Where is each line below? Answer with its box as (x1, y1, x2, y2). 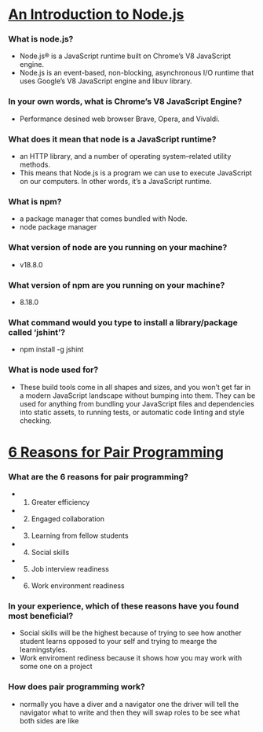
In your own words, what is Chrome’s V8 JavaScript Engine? (8, 96, 243, 107)
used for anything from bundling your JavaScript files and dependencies (19, 399, 255, 408)
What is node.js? (8, 34, 74, 45)
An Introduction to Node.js (8, 6, 184, 24)
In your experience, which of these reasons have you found (8, 600, 239, 611)
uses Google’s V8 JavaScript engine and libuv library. (19, 76, 192, 86)
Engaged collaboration (31, 514, 104, 524)
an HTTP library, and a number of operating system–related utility (19, 152, 232, 161)
